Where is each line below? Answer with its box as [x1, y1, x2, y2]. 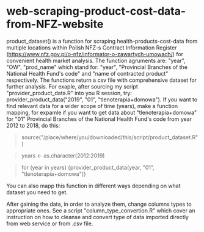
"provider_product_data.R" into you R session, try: [6, 89, 133, 96]
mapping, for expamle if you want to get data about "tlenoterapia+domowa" [6, 109, 197, 116]
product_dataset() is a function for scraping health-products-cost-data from [6, 37, 198, 45]
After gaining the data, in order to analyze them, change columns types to [6, 200, 192, 208]
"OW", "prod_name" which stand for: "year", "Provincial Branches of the [6, 63, 188, 71]
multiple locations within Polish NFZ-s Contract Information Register [6, 44, 177, 51]
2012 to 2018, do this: [6, 121, 60, 129]
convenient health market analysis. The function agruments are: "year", [6, 57, 186, 64]
